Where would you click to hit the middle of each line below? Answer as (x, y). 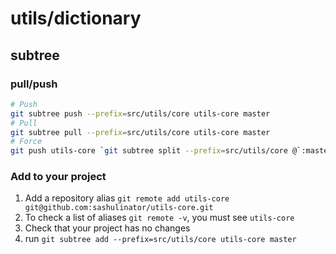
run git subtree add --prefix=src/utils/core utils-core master (160, 239)
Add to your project (58, 177)
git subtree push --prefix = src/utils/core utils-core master (140, 113)
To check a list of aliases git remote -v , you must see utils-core (159, 218)
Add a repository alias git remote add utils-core (127, 198)
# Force (26, 142)
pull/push (34, 84)
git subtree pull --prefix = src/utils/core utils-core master (140, 132)
